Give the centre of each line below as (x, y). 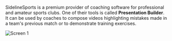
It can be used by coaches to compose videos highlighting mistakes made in (86, 18)
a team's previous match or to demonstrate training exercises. (71, 23)
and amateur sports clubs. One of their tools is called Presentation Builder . (85, 13)
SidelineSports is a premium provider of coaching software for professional (85, 7)
